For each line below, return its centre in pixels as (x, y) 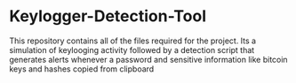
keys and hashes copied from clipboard (82, 69)
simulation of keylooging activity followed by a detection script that (132, 49)
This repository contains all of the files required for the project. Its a (132, 41)
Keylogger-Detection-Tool (108, 16)
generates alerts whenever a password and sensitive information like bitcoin (148, 59)
